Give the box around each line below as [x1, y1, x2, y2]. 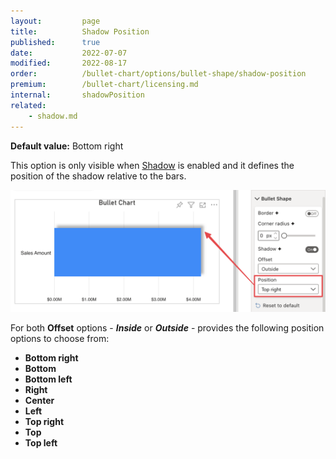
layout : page [10, 16, 101, 26]
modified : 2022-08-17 [10, 58, 128, 69]
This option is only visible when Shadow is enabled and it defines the [10, 159, 295, 171]
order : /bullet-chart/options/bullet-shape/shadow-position [10, 69, 307, 79]
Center [24, 395, 55, 407]
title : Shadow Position [10, 26, 150, 37]
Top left [24, 437, 58, 449]
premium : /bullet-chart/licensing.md [10, 80, 199, 90]
